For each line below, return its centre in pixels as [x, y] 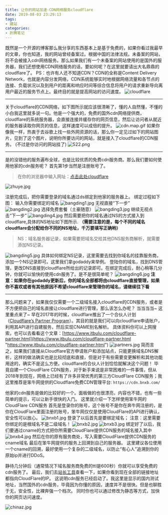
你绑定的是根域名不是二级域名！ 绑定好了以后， [81, 424]
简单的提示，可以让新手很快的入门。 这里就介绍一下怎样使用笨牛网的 [76, 399]
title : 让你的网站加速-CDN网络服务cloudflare [49, 10]
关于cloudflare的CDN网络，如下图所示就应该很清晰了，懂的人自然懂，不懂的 [84, 107]
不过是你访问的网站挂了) [42, 144]
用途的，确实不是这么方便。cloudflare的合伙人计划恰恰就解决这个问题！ [79, 363]
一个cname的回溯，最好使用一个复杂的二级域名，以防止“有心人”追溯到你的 [82, 449]
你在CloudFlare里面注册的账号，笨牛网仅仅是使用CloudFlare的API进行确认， [84, 412]
